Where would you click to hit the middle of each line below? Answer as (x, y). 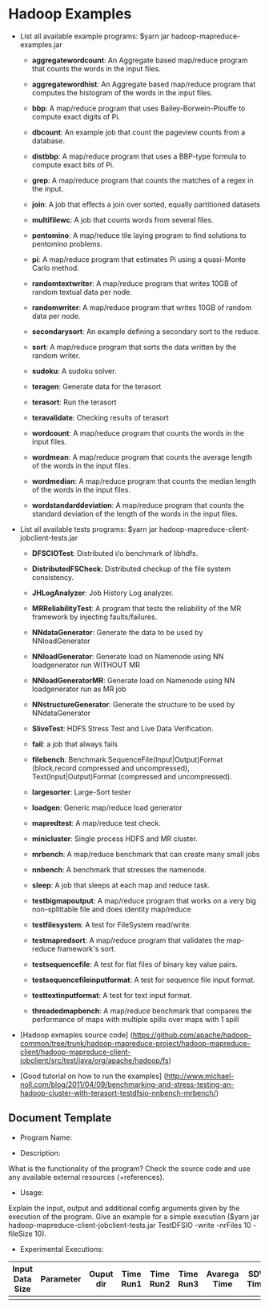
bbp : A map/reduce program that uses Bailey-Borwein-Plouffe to (139, 108)
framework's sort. (86, 948)
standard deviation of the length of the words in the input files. (134, 513)
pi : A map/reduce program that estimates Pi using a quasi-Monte (139, 259)
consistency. (53, 577)
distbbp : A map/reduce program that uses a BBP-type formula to (139, 156)
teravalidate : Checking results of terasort (100, 417)
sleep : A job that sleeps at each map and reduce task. (121, 885)
